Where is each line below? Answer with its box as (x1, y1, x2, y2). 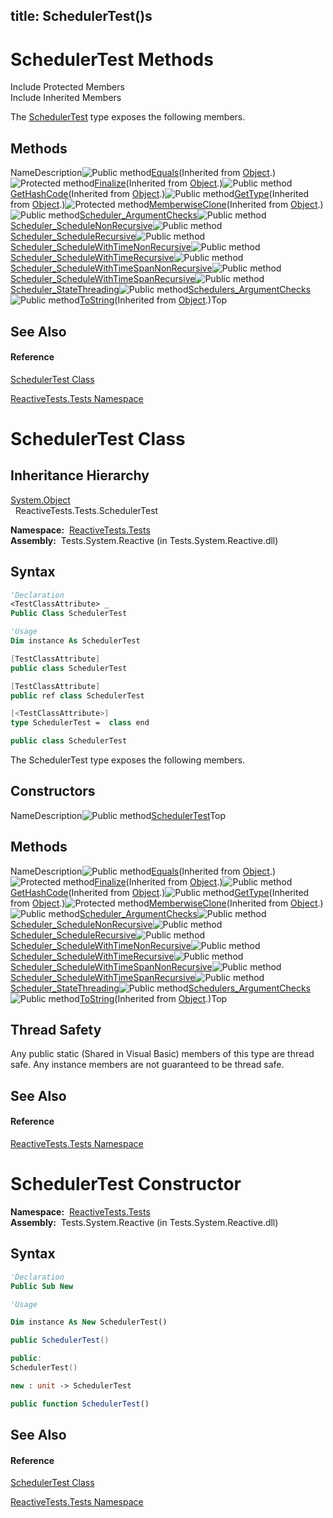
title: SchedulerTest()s (10, 8, 153, 25)
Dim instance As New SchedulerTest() (10, 1317, 168, 1328)
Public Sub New (10, 1281, 74, 1291)
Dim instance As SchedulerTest (10, 636, 141, 646)
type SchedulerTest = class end (10, 718, 150, 728)
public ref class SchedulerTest (10, 690, 145, 701)
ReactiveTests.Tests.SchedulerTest (14, 504, 159, 516)
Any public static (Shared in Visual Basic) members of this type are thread (10, 1048, 315, 1060)
